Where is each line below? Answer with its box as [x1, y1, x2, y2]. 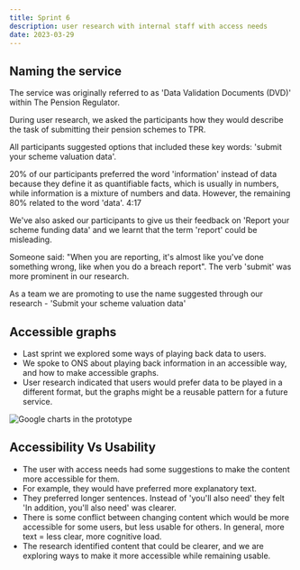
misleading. [9, 234, 52, 245]
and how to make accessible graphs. [22, 368, 159, 378]
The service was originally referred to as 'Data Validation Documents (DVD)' [9, 88, 291, 98]
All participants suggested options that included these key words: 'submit [9, 142, 282, 153]
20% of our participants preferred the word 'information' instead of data [9, 169, 277, 180]
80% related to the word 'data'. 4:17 [9, 198, 142, 209]
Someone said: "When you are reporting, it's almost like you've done [9, 252, 264, 263]
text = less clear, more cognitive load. [22, 530, 162, 542]
